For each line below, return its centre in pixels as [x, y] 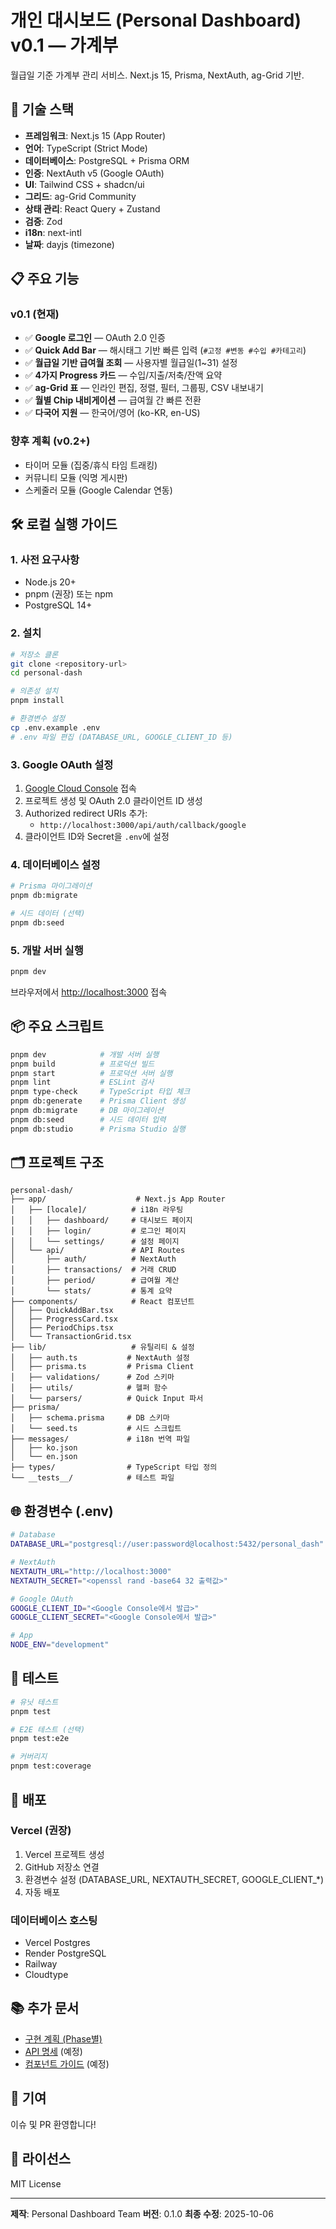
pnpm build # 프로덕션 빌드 [82, 1064]
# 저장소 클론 [34, 654]
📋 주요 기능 [45, 279]
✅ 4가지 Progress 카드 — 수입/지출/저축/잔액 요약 [123, 375]
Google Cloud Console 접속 [80, 788]
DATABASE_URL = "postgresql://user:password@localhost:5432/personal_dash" [167, 1544]
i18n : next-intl [53, 232]
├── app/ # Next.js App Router [118, 1199]
